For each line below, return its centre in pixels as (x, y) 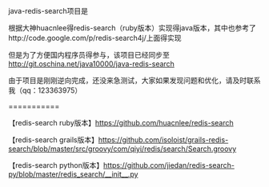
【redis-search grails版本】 (53, 140)
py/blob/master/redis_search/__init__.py (73, 174)
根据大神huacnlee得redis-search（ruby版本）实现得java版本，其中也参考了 (132, 28)
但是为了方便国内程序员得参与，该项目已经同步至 (89, 55)
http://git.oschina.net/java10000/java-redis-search (91, 64)
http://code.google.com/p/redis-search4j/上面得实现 (95, 38)
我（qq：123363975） (45, 90)
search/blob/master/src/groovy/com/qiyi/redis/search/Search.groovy (122, 149)
